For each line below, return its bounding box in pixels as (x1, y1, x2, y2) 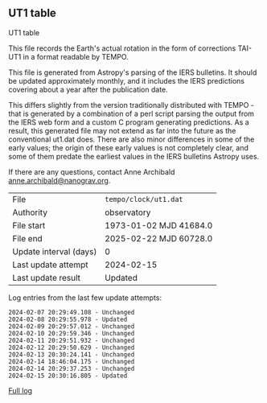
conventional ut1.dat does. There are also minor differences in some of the (8, 134, 255, 144)
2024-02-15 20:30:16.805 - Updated (8, 372, 128, 380)
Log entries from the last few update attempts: (8, 293, 162, 302)
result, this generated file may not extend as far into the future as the (8, 125, 236, 135)
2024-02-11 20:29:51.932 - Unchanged (8, 336, 135, 344)
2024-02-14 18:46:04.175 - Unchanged (8, 357, 135, 365)
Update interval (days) (12, 245, 97, 257)
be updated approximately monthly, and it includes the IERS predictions (8, 76, 245, 85)
